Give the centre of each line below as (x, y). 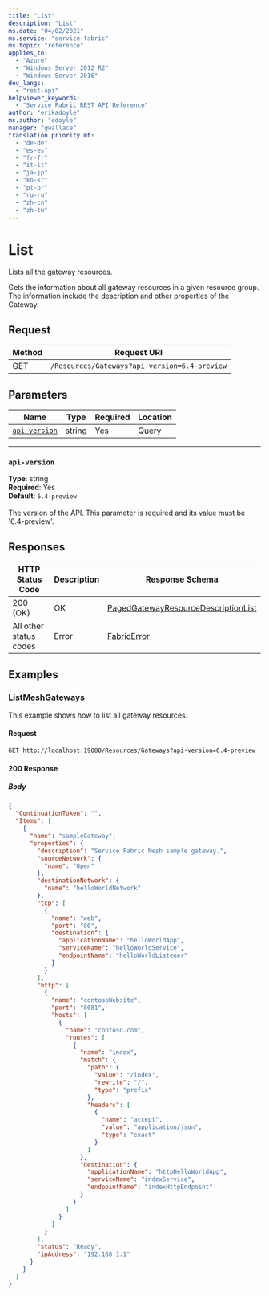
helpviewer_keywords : (44, 98)
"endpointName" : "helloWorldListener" (123, 955)
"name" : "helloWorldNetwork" (92, 889)
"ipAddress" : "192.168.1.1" (84, 1254)
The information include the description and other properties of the (119, 296)
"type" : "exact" (128, 1135)
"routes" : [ (85, 1037)
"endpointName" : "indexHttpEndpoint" (150, 1187)
